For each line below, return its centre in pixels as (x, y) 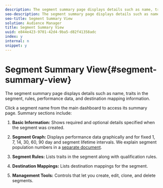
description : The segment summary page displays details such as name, (79, 9)
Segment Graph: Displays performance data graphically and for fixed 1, (83, 137)
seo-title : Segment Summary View (39, 18)
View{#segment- (122, 70)
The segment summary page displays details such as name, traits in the (77, 93)
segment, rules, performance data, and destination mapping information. (78, 98)
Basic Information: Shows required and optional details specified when (83, 122)
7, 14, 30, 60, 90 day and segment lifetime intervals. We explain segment (84, 142)
